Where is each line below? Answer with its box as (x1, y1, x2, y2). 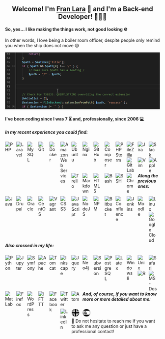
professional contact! (71, 329, 114, 335)
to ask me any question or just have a (71, 323, 147, 329)
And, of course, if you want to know (82, 291, 157, 297)
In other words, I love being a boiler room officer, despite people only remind (5, 37, 160, 43)
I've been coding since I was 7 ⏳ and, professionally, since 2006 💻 (5, 116, 144, 122)
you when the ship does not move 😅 (5, 42, 80, 48)
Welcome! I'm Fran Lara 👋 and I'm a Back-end (12, 5, 153, 13)
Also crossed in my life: (5, 242, 54, 248)
